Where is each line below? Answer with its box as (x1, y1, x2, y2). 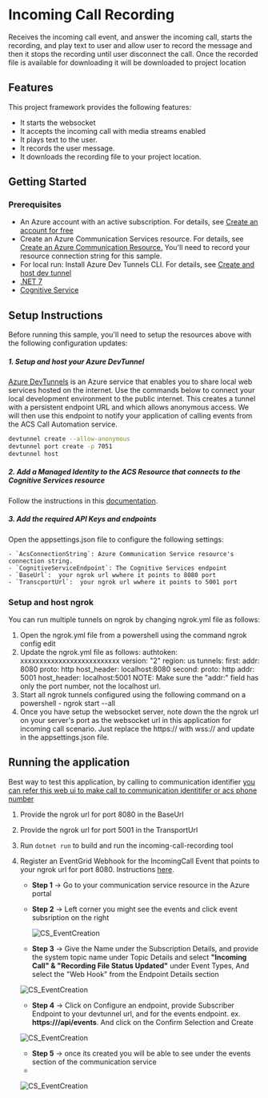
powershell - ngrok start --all (19, 699, 116, 708)
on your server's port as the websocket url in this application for (19, 716, 232, 725)
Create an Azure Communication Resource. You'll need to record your (19, 243, 250, 252)
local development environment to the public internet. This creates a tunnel (8, 394, 256, 404)
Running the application (8, 756, 130, 769)
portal (31, 888, 52, 898)
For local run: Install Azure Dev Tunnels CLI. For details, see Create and (19, 260, 254, 269)
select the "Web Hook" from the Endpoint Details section (31, 969, 220, 979)
